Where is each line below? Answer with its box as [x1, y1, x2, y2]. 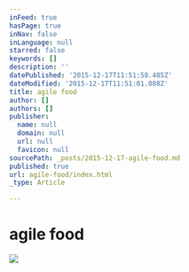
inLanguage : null [9, 37, 74, 47]
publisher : [9, 112, 50, 121]
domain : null [17, 129, 66, 138]
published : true [9, 162, 69, 171]
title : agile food [9, 87, 77, 96]
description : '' [9, 63, 69, 72]
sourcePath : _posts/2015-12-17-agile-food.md [9, 153, 180, 163]
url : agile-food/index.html [9, 170, 114, 179]
